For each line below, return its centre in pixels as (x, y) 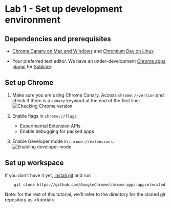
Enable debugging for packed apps (57, 131)
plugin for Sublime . (32, 67)
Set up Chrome (29, 83)
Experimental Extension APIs (50, 126)
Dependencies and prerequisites (58, 39)
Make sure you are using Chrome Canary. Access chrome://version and (88, 95)
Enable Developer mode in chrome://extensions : (63, 141)
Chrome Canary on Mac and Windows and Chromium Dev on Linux (83, 51)
